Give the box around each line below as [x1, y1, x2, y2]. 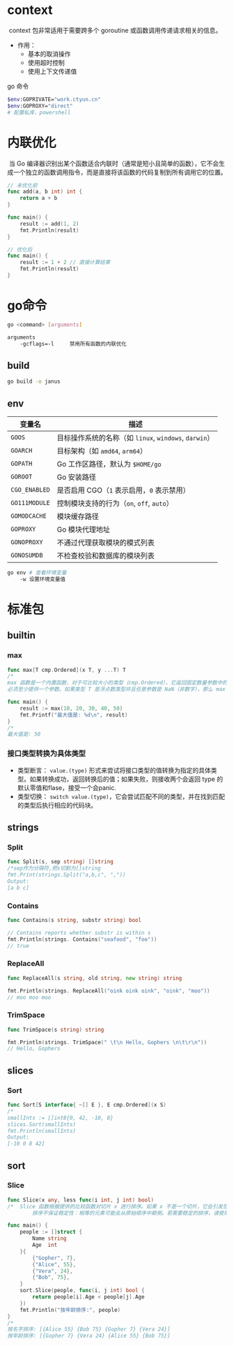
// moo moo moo [7, 994, 52, 1001]
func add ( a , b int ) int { [7, 188, 82, 196]
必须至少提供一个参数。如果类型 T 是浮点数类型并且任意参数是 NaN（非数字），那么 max [7, 686, 226, 693]
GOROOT [10, 472, 33, 481]
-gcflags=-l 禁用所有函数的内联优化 [19, 340, 127, 347]
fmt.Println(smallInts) [7, 1127, 77, 1134]
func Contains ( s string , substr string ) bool [7, 916, 141, 923]
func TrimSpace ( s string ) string [7, 1026, 104, 1033]
